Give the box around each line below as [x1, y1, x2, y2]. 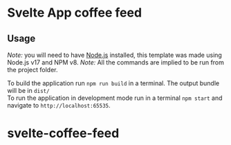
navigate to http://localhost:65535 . [7, 101, 111, 109]
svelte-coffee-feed [7, 126, 120, 142]
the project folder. [7, 66, 58, 74]
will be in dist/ [7, 87, 50, 94]
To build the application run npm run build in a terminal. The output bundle [7, 79, 220, 87]
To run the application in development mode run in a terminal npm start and [7, 94, 223, 102]
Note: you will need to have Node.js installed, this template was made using [7, 51, 223, 59]
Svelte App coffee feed [7, 5, 142, 21]
